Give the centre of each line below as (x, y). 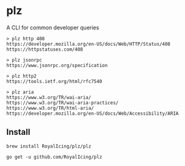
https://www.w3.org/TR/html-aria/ (50, 108)
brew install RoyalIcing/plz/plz (49, 146)
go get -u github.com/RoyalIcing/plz (54, 157)
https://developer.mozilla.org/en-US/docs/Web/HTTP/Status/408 (89, 44)
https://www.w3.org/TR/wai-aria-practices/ (63, 103)
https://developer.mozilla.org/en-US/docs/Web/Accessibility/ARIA (92, 114)
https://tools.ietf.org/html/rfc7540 (54, 81)
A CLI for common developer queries (53, 27)
